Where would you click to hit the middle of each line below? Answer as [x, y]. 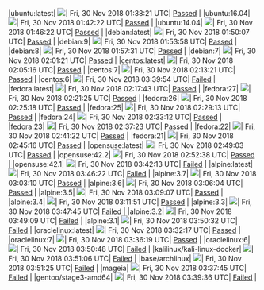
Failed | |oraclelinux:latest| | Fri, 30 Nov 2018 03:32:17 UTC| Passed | [124, 230]
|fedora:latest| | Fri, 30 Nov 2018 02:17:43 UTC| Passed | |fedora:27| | [130, 89]
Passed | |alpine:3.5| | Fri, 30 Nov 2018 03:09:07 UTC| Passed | [116, 192]
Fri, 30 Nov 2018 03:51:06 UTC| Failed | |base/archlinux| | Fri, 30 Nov [125, 259]
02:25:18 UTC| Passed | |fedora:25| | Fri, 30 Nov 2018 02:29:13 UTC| [124, 108]
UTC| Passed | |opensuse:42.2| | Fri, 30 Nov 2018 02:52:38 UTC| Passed [132, 155]
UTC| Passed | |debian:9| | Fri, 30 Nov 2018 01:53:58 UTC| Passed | [123, 41]
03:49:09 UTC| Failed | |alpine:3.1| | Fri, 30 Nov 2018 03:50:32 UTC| [123, 221]
